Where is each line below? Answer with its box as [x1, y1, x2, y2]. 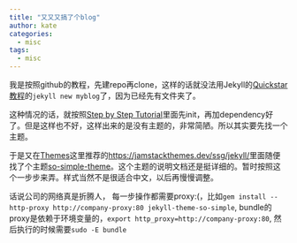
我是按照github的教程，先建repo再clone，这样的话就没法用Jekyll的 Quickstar [9, 80, 288, 89]
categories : [9, 29, 53, 38]
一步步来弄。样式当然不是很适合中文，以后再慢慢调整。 [16, 172, 218, 182]
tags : [9, 46, 29, 55]
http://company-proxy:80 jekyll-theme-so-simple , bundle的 [52, 202, 272, 212]
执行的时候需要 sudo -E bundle [16, 224, 127, 234]
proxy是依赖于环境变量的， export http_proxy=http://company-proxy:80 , [9, 213, 272, 224]
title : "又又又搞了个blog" [9, 12, 101, 22]
